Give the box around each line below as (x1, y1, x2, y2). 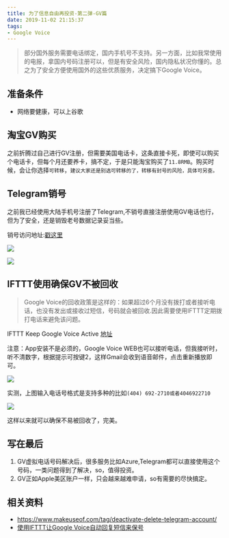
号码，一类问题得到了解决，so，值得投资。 (16, 466, 138, 474)
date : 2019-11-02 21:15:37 (7, 16, 84, 23)
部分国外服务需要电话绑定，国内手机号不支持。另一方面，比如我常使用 (23, 49, 222, 57)
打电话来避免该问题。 (23, 315, 84, 323)
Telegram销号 (7, 188, 66, 199)
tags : (7, 23, 23, 29)
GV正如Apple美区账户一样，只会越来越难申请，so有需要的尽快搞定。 (16, 474, 211, 483)
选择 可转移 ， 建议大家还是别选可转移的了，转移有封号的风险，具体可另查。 (36, 166, 218, 174)
